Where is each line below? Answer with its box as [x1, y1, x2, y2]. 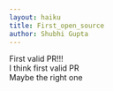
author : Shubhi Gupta [9, 29, 89, 38]
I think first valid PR [9, 63, 79, 73]
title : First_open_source [9, 21, 104, 30]
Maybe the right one [9, 72, 83, 83]
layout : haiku [9, 12, 62, 22]
